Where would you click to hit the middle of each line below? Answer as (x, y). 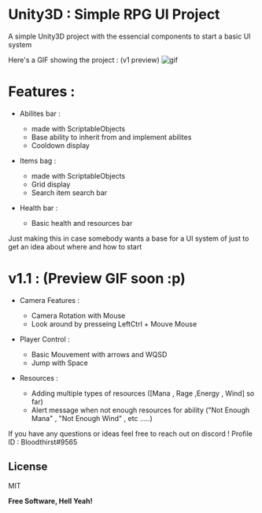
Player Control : (45, 339)
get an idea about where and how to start (75, 246)
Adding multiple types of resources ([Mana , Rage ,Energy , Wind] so (143, 393)
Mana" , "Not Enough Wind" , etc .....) (92, 418)
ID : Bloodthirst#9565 (43, 441)
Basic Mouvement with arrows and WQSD (99, 354)
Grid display (51, 184)
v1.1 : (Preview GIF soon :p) (97, 279)
